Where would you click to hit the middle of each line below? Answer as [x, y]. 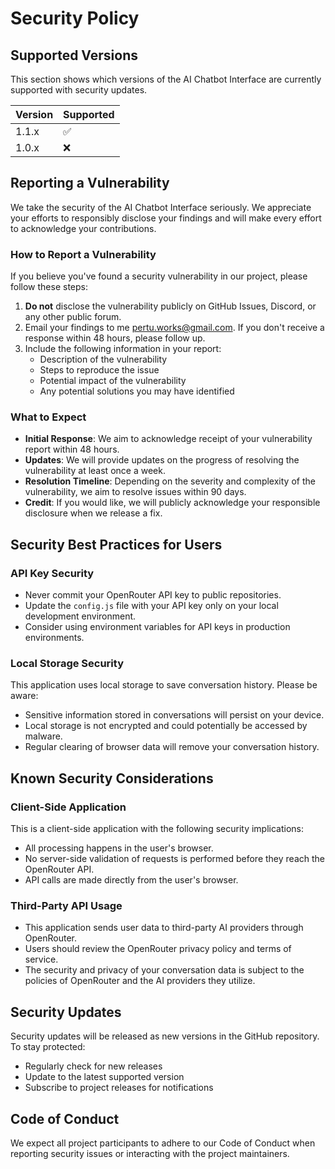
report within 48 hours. [72, 449]
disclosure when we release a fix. [93, 513]
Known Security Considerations [112, 778]
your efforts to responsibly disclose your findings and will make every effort [166, 218]
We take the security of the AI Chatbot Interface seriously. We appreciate [161, 207]
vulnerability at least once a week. [95, 471]
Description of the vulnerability [103, 359]
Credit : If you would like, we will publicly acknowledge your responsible [172, 503]
